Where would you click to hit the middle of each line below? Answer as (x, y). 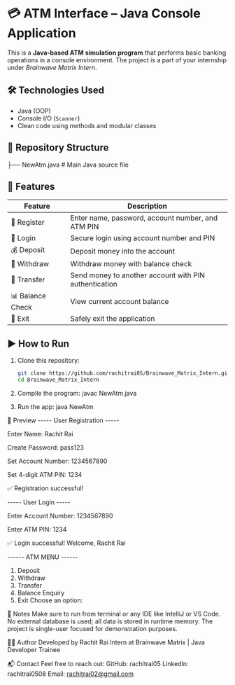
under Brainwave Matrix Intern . (52, 67)
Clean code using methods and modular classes (87, 125)
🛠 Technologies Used (56, 91)
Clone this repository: (48, 361)
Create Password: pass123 (45, 447)
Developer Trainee (34, 649)
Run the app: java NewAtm (56, 406)
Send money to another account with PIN (137, 275)
